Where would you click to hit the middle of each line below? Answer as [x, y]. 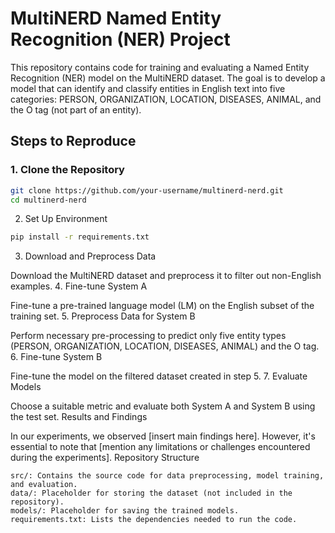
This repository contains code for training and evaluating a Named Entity [160, 67]
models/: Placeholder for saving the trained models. [125, 511]
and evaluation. [44, 485]
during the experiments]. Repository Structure [105, 458]
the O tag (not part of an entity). [76, 109]
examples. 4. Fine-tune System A [79, 286]
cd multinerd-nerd [48, 200]
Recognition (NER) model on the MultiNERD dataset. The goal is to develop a [168, 78]
